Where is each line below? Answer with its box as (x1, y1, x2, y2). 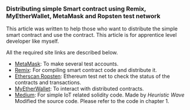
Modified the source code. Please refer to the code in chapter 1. (14, 98, 169, 105)
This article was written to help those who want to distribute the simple (6, 25, 178, 32)
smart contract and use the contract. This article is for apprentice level (6, 32, 177, 39)
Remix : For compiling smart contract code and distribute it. (14, 67, 157, 74)
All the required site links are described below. (6, 49, 118, 56)
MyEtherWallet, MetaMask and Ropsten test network (6, 12, 161, 20)
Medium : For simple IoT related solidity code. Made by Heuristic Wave (14, 91, 185, 98)
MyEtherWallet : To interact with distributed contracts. (14, 85, 144, 92)
